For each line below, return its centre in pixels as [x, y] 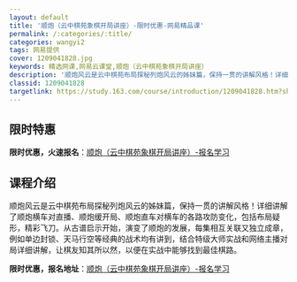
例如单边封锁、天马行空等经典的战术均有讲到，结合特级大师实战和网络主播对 [148, 239]
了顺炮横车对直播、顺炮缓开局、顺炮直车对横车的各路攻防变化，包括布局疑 [145, 217]
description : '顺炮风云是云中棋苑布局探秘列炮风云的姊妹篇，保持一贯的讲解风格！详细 [149, 75]
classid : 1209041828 [47, 83]
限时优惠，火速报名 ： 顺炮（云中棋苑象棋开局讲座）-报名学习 [119, 152]
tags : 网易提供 [34, 50]
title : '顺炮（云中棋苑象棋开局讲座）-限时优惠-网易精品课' [107, 26]
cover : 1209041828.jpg [51, 58]
